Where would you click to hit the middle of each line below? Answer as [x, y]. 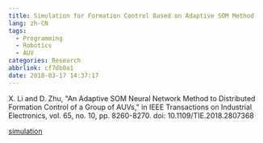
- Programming [39, 38]
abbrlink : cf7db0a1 [41, 68]
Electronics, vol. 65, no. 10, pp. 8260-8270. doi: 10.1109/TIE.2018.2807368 [131, 115]
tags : [17, 31]
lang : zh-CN [28, 23]
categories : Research [45, 61]
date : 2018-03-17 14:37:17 [54, 76]
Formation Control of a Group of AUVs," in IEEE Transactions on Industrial [130, 107]
